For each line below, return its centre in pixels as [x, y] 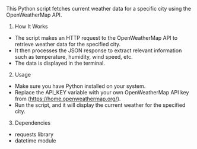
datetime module [35, 141]
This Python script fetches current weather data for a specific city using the [99, 9]
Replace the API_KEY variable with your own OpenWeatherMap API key [102, 92]
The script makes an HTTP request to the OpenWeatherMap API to [96, 38]
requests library [34, 134]
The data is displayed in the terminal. [60, 63]
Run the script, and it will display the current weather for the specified [100, 105]
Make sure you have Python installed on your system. [80, 86]
